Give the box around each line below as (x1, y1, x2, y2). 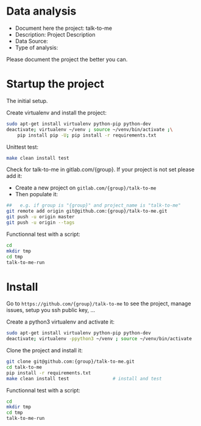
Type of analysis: (15, 44, 58, 51)
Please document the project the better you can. (6, 55, 128, 63)
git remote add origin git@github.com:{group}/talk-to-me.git (6, 208, 167, 215)
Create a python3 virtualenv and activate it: (6, 318, 115, 325)
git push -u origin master (6, 214, 75, 220)
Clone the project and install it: (6, 347, 83, 354)
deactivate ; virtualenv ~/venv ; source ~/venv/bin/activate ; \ (6, 126, 173, 132)
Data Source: (15, 37, 49, 44)
